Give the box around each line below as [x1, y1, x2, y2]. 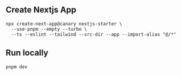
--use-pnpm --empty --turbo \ [11, 26, 87, 32]
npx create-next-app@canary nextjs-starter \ [5, 21, 122, 27]
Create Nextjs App [5, 5, 77, 15]
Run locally [5, 48, 49, 58]
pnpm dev [5, 63, 28, 70]
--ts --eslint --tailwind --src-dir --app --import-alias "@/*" [11, 31, 177, 37]
